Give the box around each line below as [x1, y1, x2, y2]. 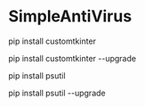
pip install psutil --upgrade [8, 87, 106, 98]
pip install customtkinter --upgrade [8, 53, 137, 63]
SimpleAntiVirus [8, 6, 133, 27]
